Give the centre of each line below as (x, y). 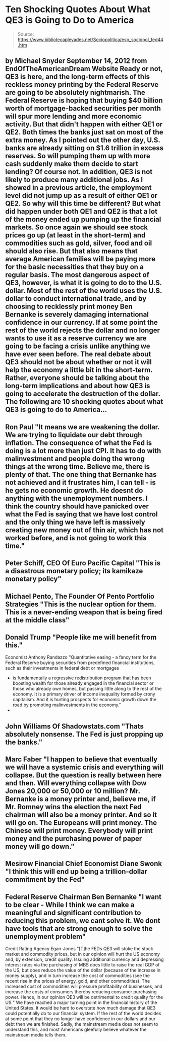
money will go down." (40, 846)
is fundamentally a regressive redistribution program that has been (82, 678)
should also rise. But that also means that (71, 251)
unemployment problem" (46, 936)
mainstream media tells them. (36, 1035)
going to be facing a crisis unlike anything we (78, 346)
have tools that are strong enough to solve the (79, 929)
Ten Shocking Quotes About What (78, 9)
